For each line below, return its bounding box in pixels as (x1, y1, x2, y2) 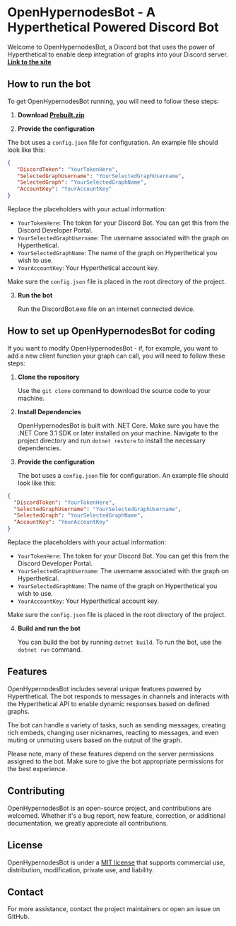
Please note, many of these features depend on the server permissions (7, 749, 214, 758)
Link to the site (7, 57, 52, 66)
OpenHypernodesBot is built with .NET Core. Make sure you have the (17, 421, 220, 430)
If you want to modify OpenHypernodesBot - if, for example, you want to (7, 344, 218, 352)
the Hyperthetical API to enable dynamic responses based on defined (7, 699, 210, 708)
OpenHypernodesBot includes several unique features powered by (7, 684, 202, 693)
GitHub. (7, 913, 30, 921)
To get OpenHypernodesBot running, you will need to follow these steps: (7, 97, 219, 105)
